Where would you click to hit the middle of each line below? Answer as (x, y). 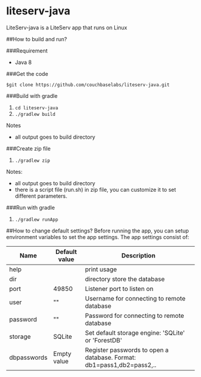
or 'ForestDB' (103, 340)
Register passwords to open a (127, 350)
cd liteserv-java (36, 108)
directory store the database (125, 279)
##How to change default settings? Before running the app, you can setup (98, 231)
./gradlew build (35, 114)
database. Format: (110, 357)
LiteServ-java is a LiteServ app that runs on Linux (67, 27)
